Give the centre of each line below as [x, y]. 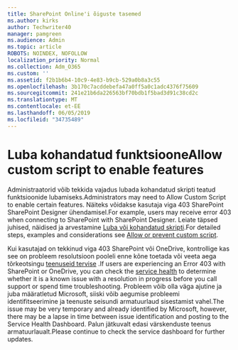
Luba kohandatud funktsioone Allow [115, 154]
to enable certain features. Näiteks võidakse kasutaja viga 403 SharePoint [115, 204]
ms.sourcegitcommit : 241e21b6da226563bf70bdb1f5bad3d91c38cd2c [103, 93]
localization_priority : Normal [54, 60]
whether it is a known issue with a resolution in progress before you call [112, 278]
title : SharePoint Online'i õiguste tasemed [74, 14]
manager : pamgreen [34, 34]
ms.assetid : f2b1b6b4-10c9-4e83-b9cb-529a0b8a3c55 [84, 80]
